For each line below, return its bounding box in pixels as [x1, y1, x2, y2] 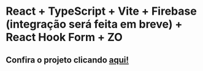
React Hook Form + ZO [6, 31, 123, 44]
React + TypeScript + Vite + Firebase [6, 4, 197, 18]
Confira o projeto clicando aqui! [6, 54, 129, 65]
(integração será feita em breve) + [6, 17, 183, 31]
